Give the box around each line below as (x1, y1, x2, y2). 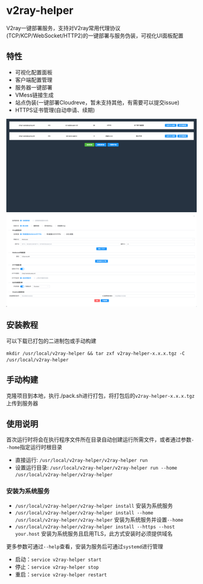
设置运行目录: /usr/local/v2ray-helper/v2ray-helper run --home (14, 464, 178, 472)
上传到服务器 (6, 400, 38, 407)
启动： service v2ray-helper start (14, 556, 101, 563)
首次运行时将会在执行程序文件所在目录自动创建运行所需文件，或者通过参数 (6, 436, 192, 443)
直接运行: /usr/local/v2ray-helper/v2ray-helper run (14, 456, 148, 464)
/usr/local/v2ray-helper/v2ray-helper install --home (14, 510, 153, 516)
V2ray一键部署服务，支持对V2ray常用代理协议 (6, 24, 121, 31)
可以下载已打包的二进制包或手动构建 (6, 337, 97, 345)
